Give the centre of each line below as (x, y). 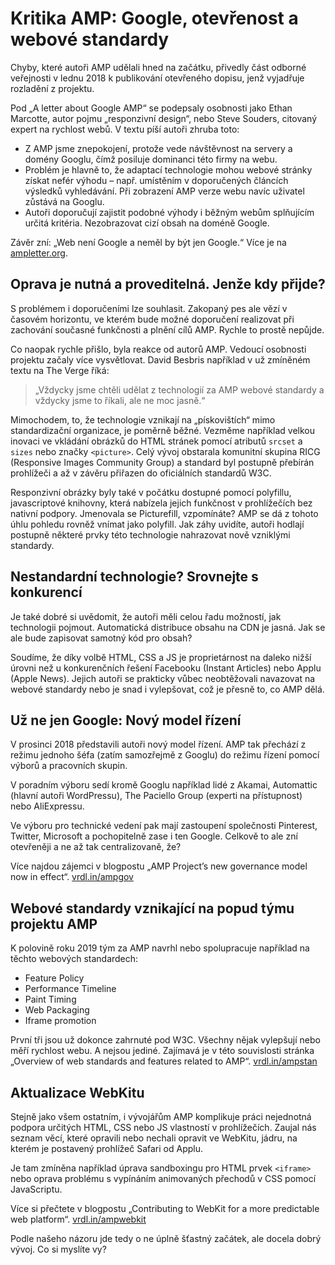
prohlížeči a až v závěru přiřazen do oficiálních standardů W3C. (141, 473)
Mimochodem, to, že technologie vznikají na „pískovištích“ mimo (143, 419)
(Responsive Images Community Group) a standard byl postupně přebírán (162, 462)
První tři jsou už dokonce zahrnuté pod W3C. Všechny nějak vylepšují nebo (165, 1040)
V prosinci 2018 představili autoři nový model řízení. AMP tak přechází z (158, 744)
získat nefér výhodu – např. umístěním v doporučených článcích (156, 180)
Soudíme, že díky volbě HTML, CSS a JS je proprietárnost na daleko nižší (161, 657)
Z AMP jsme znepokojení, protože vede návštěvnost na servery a (158, 148)
